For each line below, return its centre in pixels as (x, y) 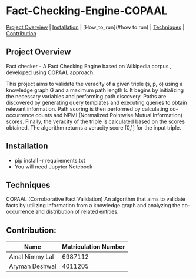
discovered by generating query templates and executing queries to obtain (97, 102)
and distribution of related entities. (77, 212)
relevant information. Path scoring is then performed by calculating (87, 109)
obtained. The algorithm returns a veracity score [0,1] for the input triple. (94, 127)
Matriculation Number (93, 247)
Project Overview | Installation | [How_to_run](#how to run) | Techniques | (95, 27)
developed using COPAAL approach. (51, 72)
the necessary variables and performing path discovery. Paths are (86, 96)
